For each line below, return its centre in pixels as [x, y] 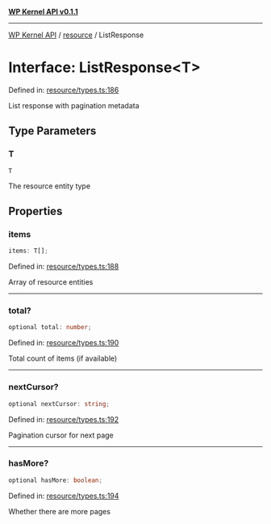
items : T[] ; [28, 251]
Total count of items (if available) [63, 358]
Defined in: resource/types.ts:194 [64, 496]
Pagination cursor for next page [61, 435]
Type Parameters [52, 131]
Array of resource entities [51, 282]
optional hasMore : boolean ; [56, 480]
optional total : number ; [50, 327]
